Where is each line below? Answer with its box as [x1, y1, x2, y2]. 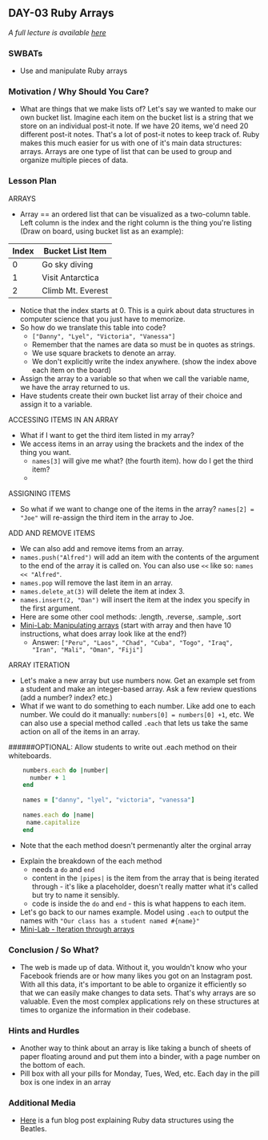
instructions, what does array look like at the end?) [19, 629, 187, 639]
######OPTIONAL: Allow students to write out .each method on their [8, 742, 238, 752]
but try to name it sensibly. [31, 890, 120, 899]
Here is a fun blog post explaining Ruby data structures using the [19, 1115, 234, 1126]
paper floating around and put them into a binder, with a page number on [19, 1052, 261, 1061]
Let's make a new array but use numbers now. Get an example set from [19, 675, 255, 685]
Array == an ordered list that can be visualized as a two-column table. [19, 209, 250, 219]
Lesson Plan [8, 176, 58, 187]
